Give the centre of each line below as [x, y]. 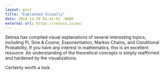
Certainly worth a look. [28, 68]
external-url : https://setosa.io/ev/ [44, 23]
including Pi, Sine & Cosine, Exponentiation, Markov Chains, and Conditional [82, 43]
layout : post [18, 10]
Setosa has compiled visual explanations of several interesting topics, [76, 37]
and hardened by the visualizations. [41, 58]
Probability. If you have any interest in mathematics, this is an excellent [77, 48]
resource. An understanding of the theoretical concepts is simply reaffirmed [82, 53]
